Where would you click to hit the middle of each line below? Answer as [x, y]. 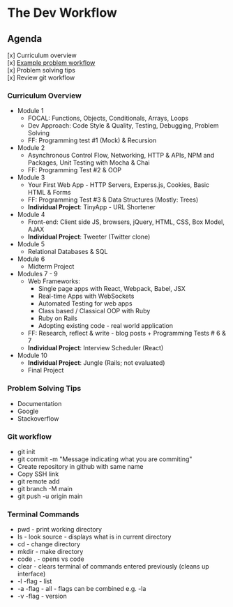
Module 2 [31, 148]
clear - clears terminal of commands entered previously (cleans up [113, 567]
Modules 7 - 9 [37, 274]
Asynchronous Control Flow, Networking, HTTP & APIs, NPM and [121, 156]
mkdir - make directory [50, 552]
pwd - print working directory [60, 530]
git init [26, 451]
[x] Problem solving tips [41, 70]
